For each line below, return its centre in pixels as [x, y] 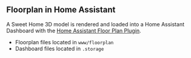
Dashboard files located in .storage [59, 48]
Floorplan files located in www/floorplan [64, 42]
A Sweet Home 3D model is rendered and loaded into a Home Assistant [95, 24]
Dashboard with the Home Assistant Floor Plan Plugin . [74, 30]
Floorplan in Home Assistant [61, 10]
